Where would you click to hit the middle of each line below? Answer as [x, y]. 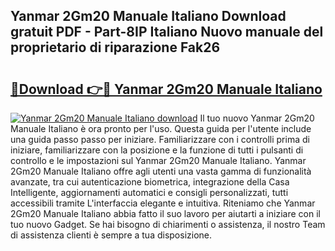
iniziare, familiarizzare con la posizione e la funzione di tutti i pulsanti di [157, 150]
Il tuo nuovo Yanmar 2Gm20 [257, 118]
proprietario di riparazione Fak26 [115, 47]
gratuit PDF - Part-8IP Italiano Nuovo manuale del [167, 32]
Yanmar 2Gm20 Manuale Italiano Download [148, 16]
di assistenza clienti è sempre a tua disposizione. [111, 235]
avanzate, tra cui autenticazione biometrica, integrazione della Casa [150, 182]
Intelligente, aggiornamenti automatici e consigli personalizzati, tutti [149, 192]
